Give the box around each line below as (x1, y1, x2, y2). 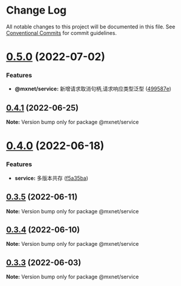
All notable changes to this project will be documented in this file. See (6, 23, 176, 30)
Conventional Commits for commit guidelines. (6, 29, 117, 36)
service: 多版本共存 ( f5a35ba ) (14, 174, 88, 181)
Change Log (6, 4, 67, 17)
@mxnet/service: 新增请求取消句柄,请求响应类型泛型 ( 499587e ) (14, 85, 172, 92)
